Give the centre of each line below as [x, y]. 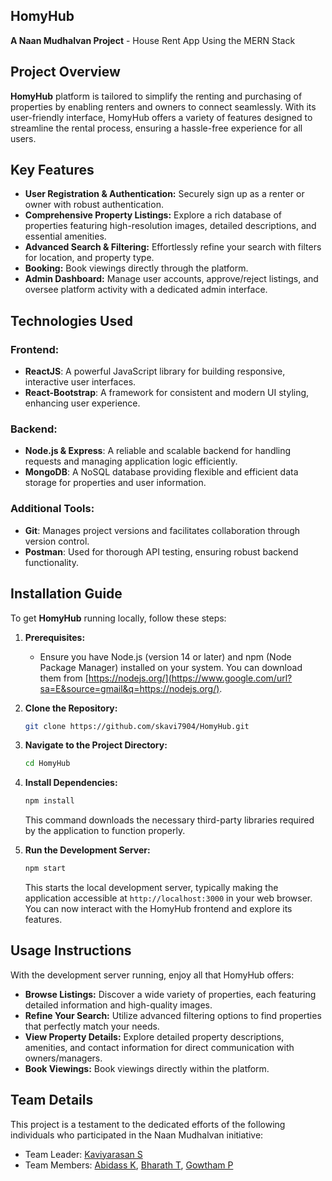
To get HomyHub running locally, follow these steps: [118, 618]
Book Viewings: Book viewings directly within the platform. [147, 1068]
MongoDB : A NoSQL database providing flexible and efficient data [161, 472]
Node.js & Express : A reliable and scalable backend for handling [158, 451]
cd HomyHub [47, 764]
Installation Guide [66, 594]
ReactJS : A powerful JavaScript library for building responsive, [155, 371]
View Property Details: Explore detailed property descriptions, [154, 1036]
